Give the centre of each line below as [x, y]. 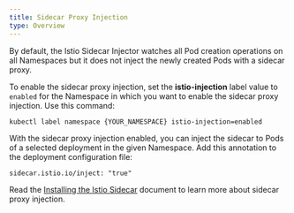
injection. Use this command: [62, 105]
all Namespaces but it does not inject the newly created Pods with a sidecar [147, 60]
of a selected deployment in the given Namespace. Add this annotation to [143, 148]
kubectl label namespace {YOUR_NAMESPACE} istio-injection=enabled [136, 122]
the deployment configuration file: [71, 156]
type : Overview [37, 26]
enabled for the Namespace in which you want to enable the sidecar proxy [144, 96]
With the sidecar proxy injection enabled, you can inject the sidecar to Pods [147, 138]
